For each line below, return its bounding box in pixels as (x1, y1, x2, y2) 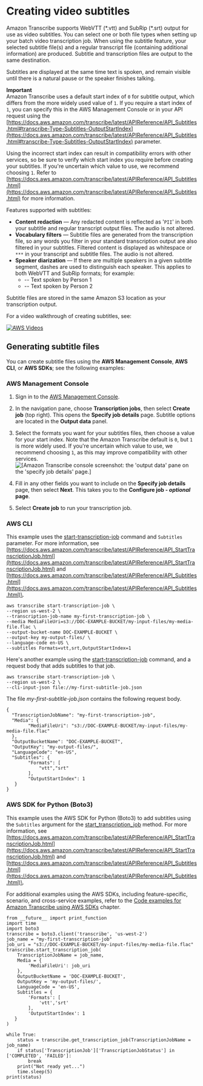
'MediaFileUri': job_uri (28, 962, 91, 968)
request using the (6, 112, 50, 119)
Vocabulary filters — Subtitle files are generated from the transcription (15, 231, 193, 238)
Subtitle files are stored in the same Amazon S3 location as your (6, 294, 166, 301)
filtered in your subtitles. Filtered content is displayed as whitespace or (15, 243, 192, 251)
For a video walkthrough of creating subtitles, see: (6, 312, 132, 319)
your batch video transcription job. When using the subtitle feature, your (6, 37, 187, 44)
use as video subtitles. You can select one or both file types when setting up (6, 30, 197, 38)
